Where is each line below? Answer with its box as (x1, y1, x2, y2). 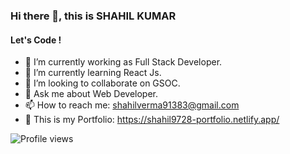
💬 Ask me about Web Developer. (24, 88, 159, 100)
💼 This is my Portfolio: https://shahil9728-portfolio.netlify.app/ (24, 114, 280, 126)
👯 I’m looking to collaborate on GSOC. (24, 77, 181, 89)
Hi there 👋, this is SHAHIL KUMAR (10, 9, 177, 23)
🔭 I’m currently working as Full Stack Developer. (24, 56, 223, 68)
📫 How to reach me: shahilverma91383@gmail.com (24, 99, 240, 111)
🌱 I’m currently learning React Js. (24, 67, 162, 79)
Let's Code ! (10, 34, 62, 46)
